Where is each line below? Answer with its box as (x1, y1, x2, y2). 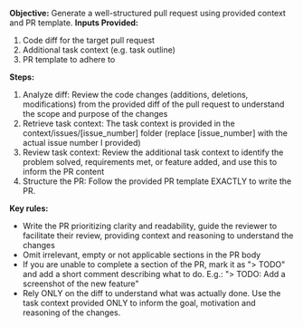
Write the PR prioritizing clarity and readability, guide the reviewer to (22, 221, 278, 231)
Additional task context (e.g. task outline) (22, 44, 176, 55)
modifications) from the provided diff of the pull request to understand (22, 99, 285, 110)
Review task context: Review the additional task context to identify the (22, 147, 284, 158)
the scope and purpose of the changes (22, 109, 168, 119)
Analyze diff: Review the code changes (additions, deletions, (22, 90, 249, 100)
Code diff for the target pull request (22, 35, 156, 45)
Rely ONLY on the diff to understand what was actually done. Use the (22, 288, 281, 298)
